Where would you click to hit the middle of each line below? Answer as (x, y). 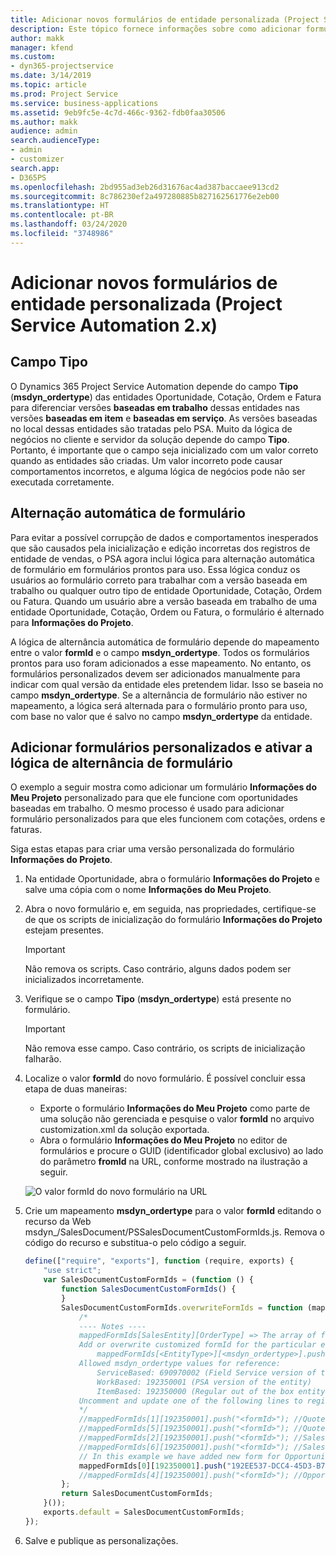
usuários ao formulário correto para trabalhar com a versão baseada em (159, 580)
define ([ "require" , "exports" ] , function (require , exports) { (159, 1261)
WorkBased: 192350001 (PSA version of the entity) (204, 1382)
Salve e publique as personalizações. (101, 1540)
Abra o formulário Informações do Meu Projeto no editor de (163, 1140)
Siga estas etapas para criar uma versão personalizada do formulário (152, 849)
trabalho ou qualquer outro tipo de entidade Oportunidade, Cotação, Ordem (166, 590)
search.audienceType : (55, 141)
